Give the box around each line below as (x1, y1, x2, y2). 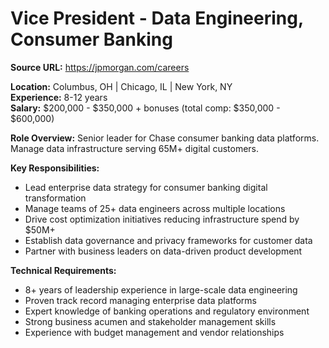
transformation (24, 192, 87, 204)
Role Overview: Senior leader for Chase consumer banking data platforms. (10, 132, 320, 144)
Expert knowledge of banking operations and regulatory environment (24, 305, 310, 317)
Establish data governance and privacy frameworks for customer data (24, 234, 313, 246)
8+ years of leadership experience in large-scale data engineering (24, 283, 298, 296)
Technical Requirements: (10, 264, 117, 276)
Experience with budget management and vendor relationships (24, 326, 285, 338)
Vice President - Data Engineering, (10, 7, 304, 30)
